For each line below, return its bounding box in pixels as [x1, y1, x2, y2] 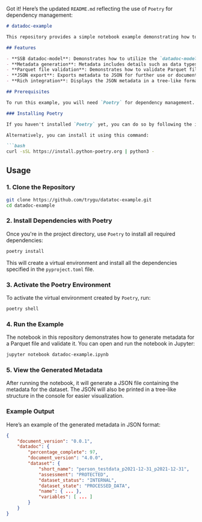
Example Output [6, 407, 55, 416]
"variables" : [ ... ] [38, 494, 93, 500]
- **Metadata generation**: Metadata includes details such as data [6, 61, 182, 67]
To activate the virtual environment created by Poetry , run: [6, 294, 151, 302]
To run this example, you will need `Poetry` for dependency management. [6, 99, 195, 106]
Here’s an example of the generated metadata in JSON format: [6, 420, 161, 428]
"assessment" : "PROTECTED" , [38, 472, 109, 478]
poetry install [6, 248, 44, 254]
